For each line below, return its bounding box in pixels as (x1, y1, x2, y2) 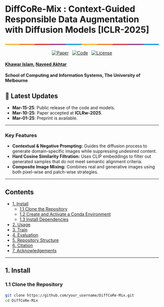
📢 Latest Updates (5, 92, 59, 100)
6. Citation (12, 242, 33, 248)
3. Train (12, 227, 28, 233)
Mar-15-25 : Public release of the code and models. (12, 104, 116, 111)
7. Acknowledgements (12, 248, 57, 254)
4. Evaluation (12, 232, 39, 238)
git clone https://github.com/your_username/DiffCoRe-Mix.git (5, 293, 134, 298)
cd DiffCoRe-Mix (5, 298, 38, 303)
